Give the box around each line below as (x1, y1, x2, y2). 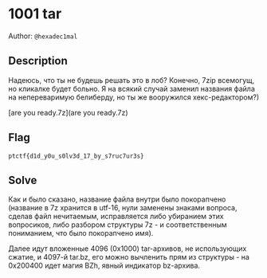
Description (8, 54, 68, 68)
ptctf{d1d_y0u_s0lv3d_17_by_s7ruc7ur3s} (8, 152, 145, 160)
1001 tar (8, 5, 62, 23)
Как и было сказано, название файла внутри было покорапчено (8, 194, 226, 204)
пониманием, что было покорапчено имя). (8, 229, 154, 238)
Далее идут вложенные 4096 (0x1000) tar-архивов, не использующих (8, 244, 247, 253)
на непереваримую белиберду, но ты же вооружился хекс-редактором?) (8, 92, 260, 102)
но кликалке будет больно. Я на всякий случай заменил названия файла (8, 84, 255, 93)
